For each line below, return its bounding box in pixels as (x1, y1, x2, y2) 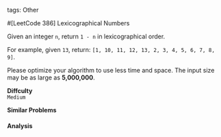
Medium (7, 94, 26, 101)
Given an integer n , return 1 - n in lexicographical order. (7, 32, 166, 40)
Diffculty (7, 87, 33, 95)
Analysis (7, 121, 33, 129)
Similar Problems (7, 106, 57, 114)
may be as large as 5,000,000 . (7, 73, 95, 82)
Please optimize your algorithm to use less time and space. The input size (7, 66, 215, 74)
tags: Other (7, 6, 39, 14)
